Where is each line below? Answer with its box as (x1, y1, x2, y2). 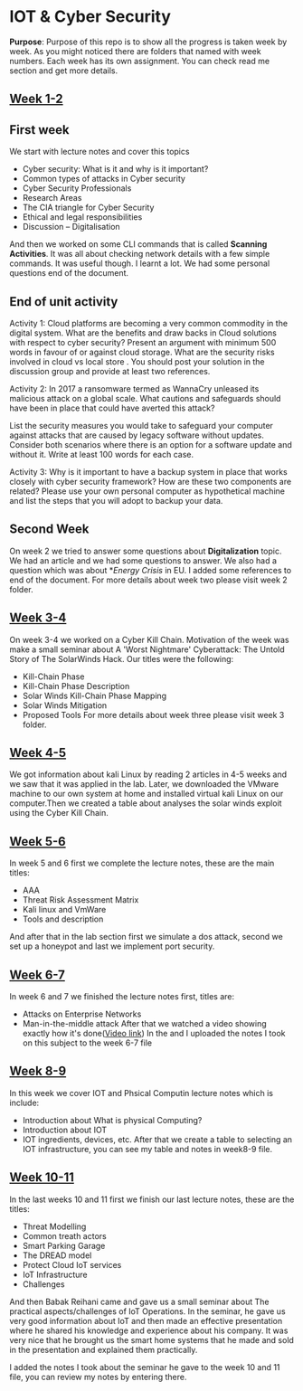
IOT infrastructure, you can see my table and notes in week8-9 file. (22, 1143, 273, 1154)
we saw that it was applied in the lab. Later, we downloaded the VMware (9, 779, 279, 790)
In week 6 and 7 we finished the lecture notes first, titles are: (9, 991, 235, 1002)
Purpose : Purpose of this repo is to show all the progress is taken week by (9, 36, 288, 47)
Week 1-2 (9, 91, 63, 107)
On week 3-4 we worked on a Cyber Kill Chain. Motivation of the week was (9, 634, 289, 645)
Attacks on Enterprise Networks (22, 1008, 142, 1019)
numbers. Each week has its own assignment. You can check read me (9, 55, 270, 66)
